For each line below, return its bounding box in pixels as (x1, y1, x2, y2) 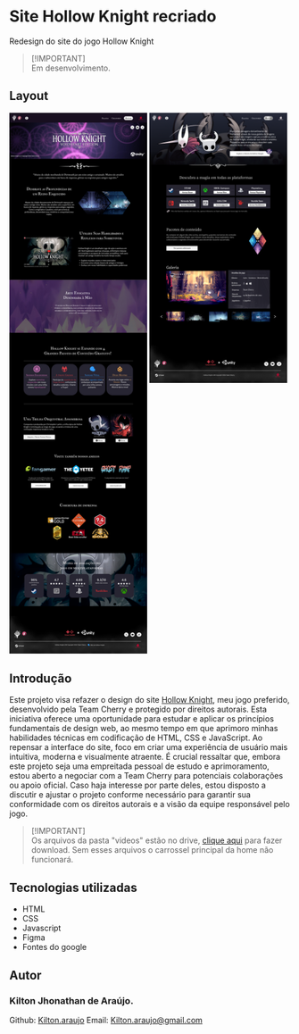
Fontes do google (21, 942, 87, 953)
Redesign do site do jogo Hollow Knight (9, 36, 154, 46)
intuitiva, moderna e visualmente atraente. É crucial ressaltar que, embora (9, 752, 281, 763)
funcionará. (30, 855, 74, 865)
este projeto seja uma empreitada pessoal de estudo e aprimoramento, (9, 761, 270, 771)
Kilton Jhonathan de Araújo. (9, 994, 134, 1006)
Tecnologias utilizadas (9, 880, 137, 895)
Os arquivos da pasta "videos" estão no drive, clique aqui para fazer (30, 835, 283, 846)
